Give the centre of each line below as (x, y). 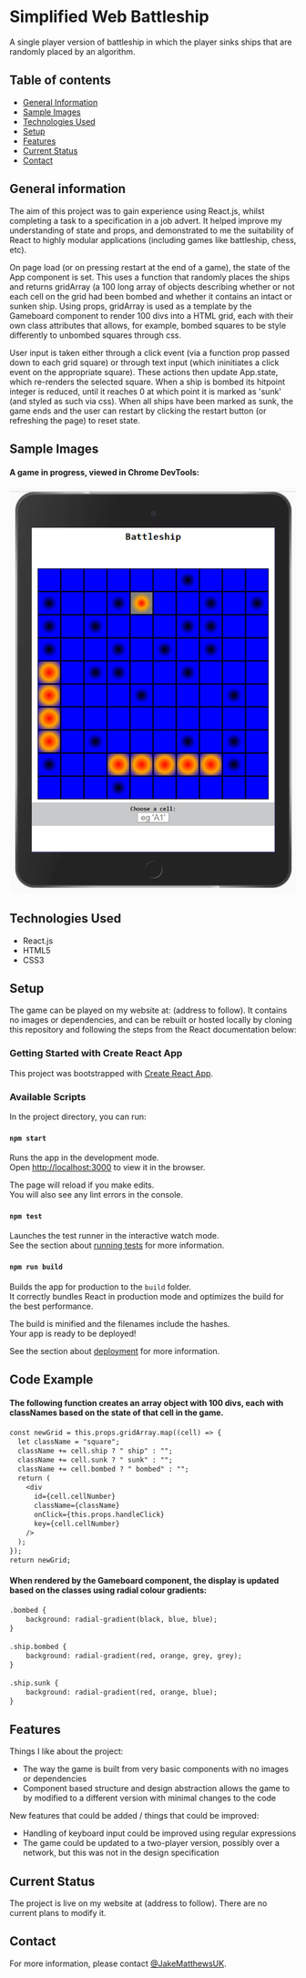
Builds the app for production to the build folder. (101, 1287)
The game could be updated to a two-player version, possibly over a (151, 1843)
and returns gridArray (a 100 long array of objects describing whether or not (152, 286)
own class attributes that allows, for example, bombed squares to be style (148, 325)
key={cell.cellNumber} (76, 1524)
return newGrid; (40, 1560)
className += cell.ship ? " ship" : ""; (95, 1451)
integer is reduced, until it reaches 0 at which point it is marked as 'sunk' (146, 391)
